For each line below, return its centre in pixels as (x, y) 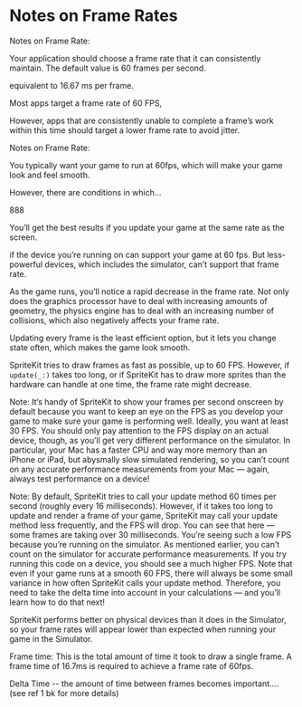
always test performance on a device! (80, 478)
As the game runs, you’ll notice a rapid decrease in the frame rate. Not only (149, 291)
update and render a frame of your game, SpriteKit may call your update (144, 515)
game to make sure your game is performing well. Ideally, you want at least (149, 421)
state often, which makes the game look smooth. (100, 347)
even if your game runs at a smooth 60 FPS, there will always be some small (151, 573)
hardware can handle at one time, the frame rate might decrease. (131, 384)
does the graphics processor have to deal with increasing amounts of (139, 301)
